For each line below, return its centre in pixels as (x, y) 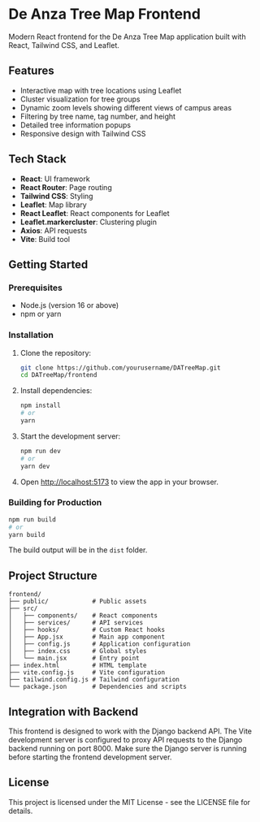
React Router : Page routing (66, 187)
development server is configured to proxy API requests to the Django (126, 740)
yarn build (27, 534)
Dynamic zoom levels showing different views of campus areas (126, 107)
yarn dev (35, 466)
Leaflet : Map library (53, 205)
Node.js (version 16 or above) (69, 305)
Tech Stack (37, 159)
